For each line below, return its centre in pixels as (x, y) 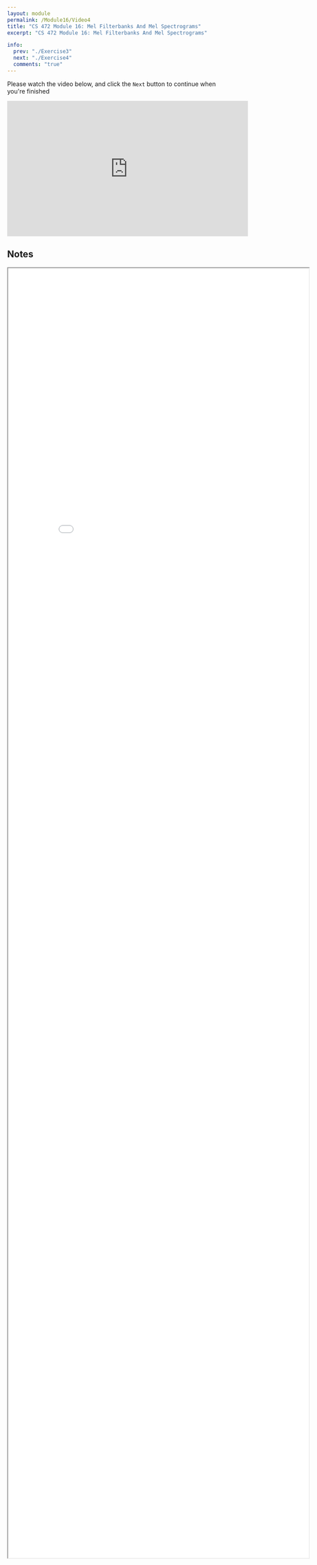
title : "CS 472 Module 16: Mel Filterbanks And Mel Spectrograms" (104, 26)
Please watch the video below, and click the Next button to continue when (112, 84)
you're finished (29, 91)
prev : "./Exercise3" (43, 52)
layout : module (29, 13)
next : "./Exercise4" (43, 58)
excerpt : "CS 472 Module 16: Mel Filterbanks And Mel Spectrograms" (107, 33)
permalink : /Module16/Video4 (49, 20)
